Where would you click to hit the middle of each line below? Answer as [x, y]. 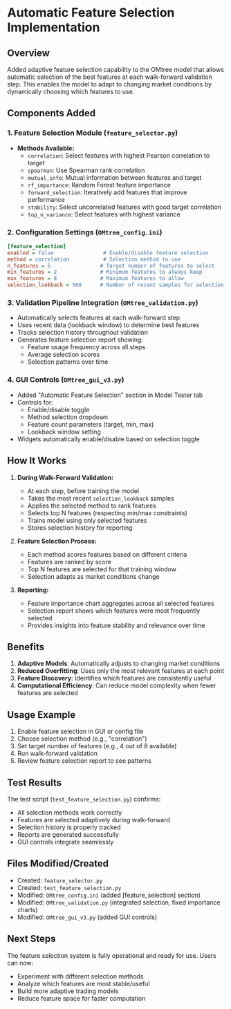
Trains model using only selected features [87, 520]
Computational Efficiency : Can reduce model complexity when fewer [117, 685]
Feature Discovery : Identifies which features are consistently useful [114, 678]
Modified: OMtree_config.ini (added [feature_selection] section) [109, 895]
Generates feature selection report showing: [80, 340]
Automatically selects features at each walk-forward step [99, 318]
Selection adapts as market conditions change [94, 576]
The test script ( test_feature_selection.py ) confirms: [84, 799]
